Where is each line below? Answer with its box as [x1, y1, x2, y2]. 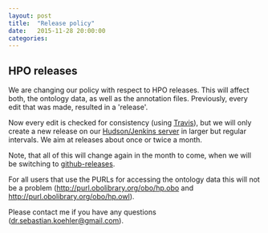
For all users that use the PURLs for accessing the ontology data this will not [8, 174, 261, 185]
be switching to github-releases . [8, 159, 116, 169]
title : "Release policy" [8, 19, 95, 27]
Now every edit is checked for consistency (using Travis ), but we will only [8, 118, 252, 128]
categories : [8, 34, 48, 43]
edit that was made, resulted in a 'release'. [8, 102, 148, 112]
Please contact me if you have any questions [8, 207, 156, 217]
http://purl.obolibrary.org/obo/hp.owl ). [8, 192, 135, 202]
